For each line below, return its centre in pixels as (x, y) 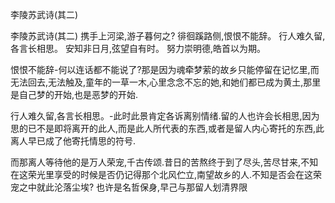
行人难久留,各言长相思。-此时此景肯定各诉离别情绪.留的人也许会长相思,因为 (165, 116)
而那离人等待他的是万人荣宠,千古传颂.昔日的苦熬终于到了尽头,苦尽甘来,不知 (164, 162)
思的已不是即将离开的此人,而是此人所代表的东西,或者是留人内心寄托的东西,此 (167, 128)
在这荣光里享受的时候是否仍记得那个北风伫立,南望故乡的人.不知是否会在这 (162, 174)
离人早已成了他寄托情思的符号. (73, 141)
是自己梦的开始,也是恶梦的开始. (74, 94)
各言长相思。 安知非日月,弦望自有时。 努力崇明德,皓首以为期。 (138, 48)
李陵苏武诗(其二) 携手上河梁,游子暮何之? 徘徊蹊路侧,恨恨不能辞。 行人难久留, (168, 36)
